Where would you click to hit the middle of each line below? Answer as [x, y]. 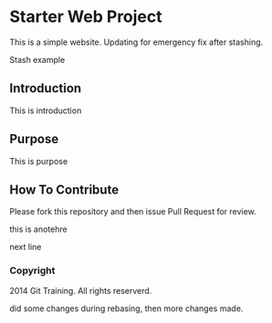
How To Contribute [64, 189]
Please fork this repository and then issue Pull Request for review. [133, 212]
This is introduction [46, 110]
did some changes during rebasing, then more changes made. [126, 308]
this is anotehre [38, 229]
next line [26, 247]
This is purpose [39, 161]
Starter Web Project [86, 17]
